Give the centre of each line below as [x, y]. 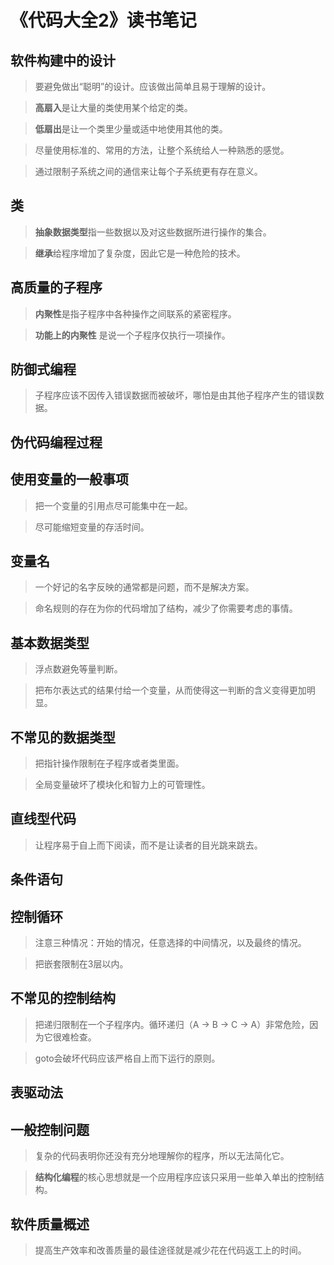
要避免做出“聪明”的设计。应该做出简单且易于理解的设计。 [153, 86]
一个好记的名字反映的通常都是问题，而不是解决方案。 [144, 587]
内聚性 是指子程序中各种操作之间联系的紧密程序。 [135, 313]
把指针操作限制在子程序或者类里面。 [109, 763]
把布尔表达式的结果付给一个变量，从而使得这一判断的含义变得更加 [170, 690]
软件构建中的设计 [63, 60]
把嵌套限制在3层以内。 [81, 964]
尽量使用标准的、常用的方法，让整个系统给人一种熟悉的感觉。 [162, 150]
